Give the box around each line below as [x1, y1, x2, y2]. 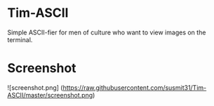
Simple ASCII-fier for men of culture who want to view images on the [7, 28, 206, 37]
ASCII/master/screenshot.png [7, 91, 93, 99]
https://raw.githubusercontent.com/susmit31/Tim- [62, 83, 207, 92]
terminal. [7, 35, 33, 44]
